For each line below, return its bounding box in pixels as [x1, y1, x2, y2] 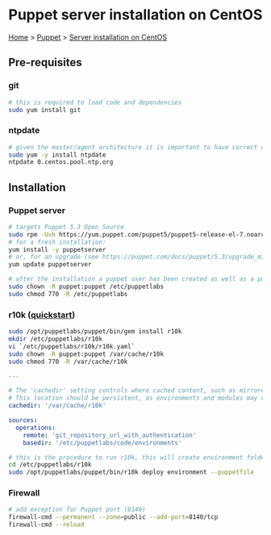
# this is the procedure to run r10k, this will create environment [8, 453, 244, 462]
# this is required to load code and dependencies [8, 98, 182, 107]
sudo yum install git [8, 106, 81, 114]
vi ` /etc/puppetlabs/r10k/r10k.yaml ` [8, 342, 135, 350]
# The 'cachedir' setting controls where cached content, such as [8, 387, 236, 395]
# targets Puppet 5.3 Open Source [8, 223, 125, 231]
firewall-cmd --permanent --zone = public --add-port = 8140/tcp [8, 513, 219, 521]
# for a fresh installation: [8, 238, 106, 246]
